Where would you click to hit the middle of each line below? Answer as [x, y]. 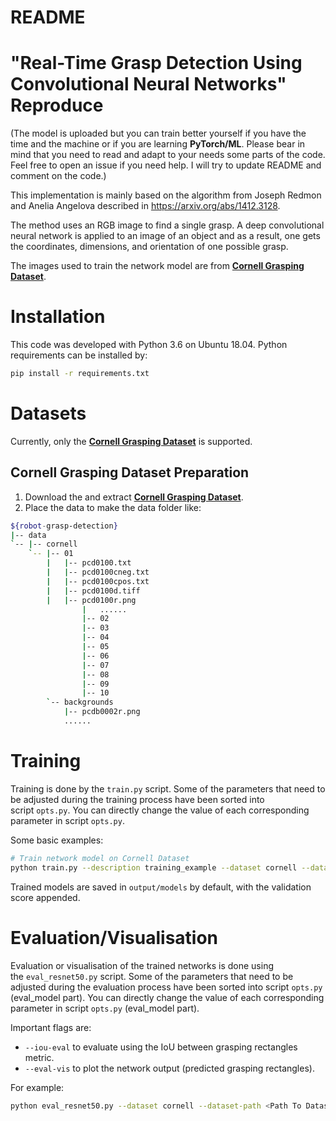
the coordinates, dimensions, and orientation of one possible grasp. [149, 247]
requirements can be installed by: [79, 355]
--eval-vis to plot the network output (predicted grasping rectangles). [169, 1068]
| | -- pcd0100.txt [89, 563]
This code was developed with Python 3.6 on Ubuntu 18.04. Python [149, 345]
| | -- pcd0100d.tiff [93, 591]
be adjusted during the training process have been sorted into [137, 799]
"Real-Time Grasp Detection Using [156, 63]
